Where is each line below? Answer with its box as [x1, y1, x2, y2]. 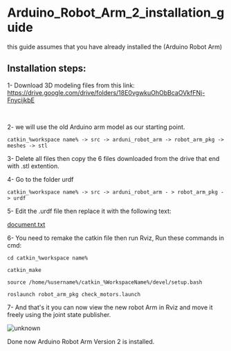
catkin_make [7, 266, 41, 273]
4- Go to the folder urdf [7, 175, 74, 183]
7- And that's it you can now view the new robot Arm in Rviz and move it [7, 303, 213, 311]
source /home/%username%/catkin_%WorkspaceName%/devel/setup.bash [7, 279, 203, 286]
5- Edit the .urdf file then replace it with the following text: [7, 207, 172, 215]
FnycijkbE [7, 96, 35, 104]
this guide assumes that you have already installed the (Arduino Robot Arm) [7, 42, 223, 51]
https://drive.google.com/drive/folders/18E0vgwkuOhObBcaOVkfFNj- [7, 88, 205, 96]
